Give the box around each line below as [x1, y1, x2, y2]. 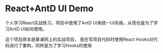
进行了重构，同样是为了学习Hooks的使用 [9, 42, 92, 48]
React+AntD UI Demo [5, 3, 94, 14]
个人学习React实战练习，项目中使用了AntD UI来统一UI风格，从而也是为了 [5, 20, 154, 26]
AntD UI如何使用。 [9, 26, 47, 32]
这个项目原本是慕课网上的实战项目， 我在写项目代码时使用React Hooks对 [5, 36, 154, 42]
